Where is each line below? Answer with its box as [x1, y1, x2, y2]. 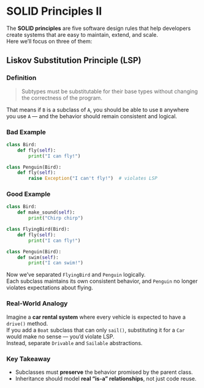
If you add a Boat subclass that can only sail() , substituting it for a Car [6, 326, 185, 334]
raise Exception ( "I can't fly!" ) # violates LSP [28, 176, 157, 182]
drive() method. [6, 319, 48, 327]
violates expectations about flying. [6, 284, 93, 291]
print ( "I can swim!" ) [28, 260, 84, 266]
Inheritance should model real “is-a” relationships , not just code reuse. [15, 375, 197, 382]
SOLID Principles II [6, 4, 102, 18]
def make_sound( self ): [17, 209, 75, 215]
